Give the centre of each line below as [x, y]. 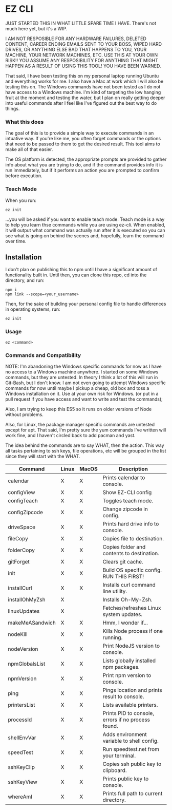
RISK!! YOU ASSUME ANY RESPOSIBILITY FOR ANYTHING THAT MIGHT [82, 60]
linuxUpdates [24, 611]
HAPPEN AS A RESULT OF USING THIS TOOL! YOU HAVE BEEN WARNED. [83, 66]
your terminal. [119, 756]
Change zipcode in [125, 509]
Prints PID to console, [128, 713]
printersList [21, 705]
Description [133, 469]
